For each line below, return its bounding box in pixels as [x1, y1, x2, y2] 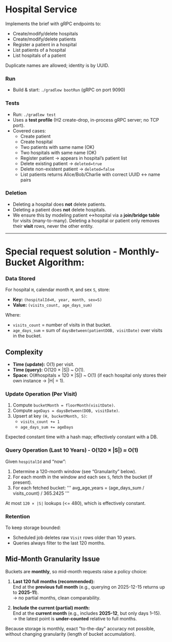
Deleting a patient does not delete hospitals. [12, 206, 106, 212]
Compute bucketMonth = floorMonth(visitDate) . [12, 402, 115, 408]
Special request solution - [5, 246, 117, 258]
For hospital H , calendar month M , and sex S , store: [5, 286, 110, 293]
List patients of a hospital [12, 47, 66, 53]
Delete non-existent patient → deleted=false [20, 166, 115, 172]
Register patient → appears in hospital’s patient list [20, 155, 127, 161]
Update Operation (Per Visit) [5, 391, 77, 398]
